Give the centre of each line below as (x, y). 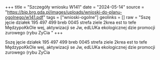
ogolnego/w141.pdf (24, 17)
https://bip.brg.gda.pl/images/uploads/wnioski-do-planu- (65, 12)
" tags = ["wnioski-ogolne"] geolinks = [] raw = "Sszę (97, 17)
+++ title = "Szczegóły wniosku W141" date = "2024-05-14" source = (75, 7)
